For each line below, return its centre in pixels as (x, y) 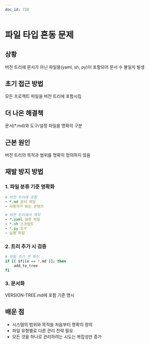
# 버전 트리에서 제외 (23, 215)
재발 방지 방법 (24, 172)
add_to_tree (26, 266)
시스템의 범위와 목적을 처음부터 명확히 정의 (52, 324)
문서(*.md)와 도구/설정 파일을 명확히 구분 (44, 126)
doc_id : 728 (17, 9)
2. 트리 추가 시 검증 (26, 246)
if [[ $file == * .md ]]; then (36, 261)
